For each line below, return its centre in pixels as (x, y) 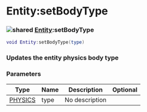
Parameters (23, 74)
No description (86, 99)
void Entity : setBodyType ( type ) (45, 42)
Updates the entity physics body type (63, 58)
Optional (125, 90)
